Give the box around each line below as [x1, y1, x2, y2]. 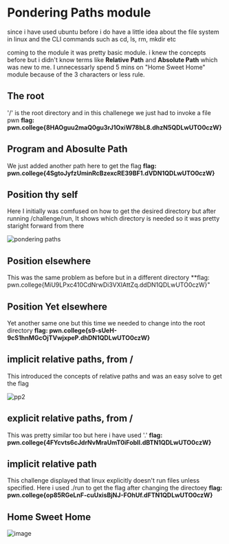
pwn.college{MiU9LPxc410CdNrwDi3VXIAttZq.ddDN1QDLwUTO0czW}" [7, 281, 211, 289]
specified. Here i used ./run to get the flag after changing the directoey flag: [7, 484, 223, 492]
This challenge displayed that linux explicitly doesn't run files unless [7, 476, 200, 485]
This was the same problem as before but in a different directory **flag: [7, 274, 210, 282]
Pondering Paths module [7, 5, 151, 21]
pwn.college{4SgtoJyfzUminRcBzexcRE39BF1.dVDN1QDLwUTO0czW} [7, 169, 215, 177]
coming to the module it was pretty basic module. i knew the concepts [7, 48, 206, 57]
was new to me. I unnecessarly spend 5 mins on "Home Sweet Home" [7, 63, 206, 71]
